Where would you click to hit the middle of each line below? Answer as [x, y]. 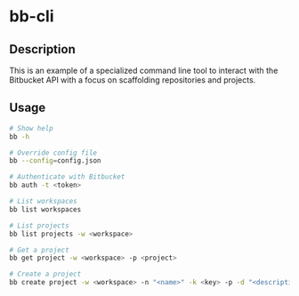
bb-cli [32, 16]
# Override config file [53, 153]
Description [42, 49]
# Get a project [39, 250]
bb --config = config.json [55, 161]
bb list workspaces [45, 209]
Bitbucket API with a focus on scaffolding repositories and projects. [133, 80]
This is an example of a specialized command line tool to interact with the [144, 70]
